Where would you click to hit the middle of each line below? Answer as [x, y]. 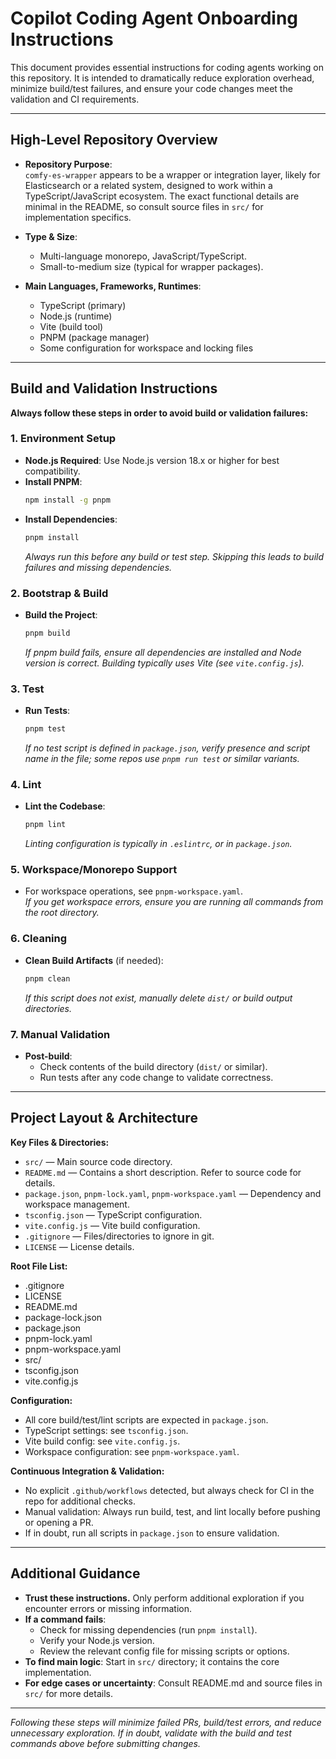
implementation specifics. [78, 217]
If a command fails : [65, 1619]
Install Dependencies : [71, 519]
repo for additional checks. [80, 1501]
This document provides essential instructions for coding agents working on [167, 67]
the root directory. [62, 913]
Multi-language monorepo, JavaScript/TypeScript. [143, 256]
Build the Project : [61, 614]
